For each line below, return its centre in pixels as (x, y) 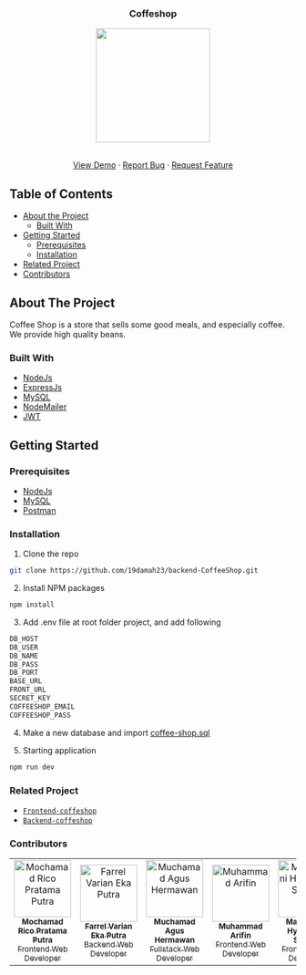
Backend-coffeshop (57, 820)
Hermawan (175, 940)
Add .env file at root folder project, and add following (122, 622)
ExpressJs (42, 388)
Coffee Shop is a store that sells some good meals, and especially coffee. (147, 324)
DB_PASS (24, 664)
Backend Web (108, 945)
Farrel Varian (109, 927)
